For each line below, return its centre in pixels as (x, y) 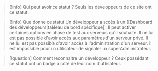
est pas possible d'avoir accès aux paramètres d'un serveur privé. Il (79, 38)
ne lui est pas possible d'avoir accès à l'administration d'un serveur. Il (80, 43)
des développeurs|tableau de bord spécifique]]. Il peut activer (73, 27)
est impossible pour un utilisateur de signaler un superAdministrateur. (80, 48)
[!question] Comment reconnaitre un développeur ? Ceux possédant (79, 58)
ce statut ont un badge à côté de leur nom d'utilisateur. (65, 63)
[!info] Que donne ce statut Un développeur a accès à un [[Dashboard (81, 22)
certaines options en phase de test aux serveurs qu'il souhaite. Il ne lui (81, 33)
